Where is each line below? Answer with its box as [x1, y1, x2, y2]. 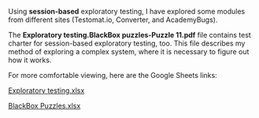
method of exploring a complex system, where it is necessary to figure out [8, 47, 250, 56]
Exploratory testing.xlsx [8, 86, 85, 95]
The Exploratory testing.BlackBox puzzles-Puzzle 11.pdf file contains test [8, 31, 252, 39]
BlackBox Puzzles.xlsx [8, 101, 81, 110]
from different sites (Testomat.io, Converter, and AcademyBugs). [8, 15, 218, 24]
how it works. [8, 55, 52, 65]
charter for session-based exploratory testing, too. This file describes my [8, 39, 246, 48]
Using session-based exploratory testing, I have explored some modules [8, 7, 246, 16]
